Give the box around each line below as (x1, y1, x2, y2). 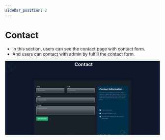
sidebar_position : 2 (5, 8, 48, 13)
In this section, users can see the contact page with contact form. (12, 46, 145, 51)
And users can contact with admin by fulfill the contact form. (12, 51, 135, 57)
